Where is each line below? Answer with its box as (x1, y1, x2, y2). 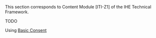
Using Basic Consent (5, 28, 47, 33)
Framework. (5, 9, 29, 15)
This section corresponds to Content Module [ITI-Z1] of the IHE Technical (5, 4, 152, 9)
